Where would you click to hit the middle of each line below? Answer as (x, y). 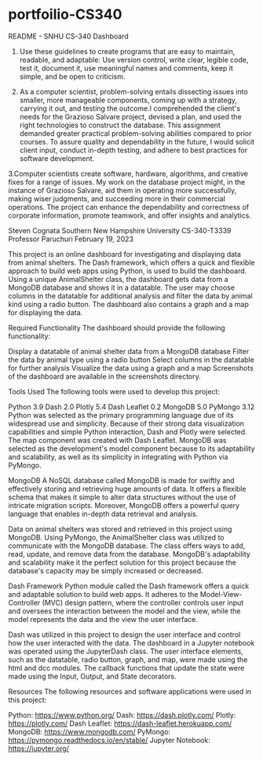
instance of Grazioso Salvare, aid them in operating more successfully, (122, 190)
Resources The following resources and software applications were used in (130, 691)
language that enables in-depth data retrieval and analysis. (103, 514)
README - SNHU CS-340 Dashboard (69, 36)
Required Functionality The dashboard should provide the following (117, 327)
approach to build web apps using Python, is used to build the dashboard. (128, 271)
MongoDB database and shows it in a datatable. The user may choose (122, 287)
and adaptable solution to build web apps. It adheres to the (103, 594)
